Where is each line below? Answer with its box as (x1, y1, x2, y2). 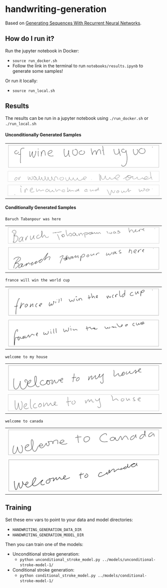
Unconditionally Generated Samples (5, 132, 82, 138)
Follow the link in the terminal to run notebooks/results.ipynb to (12, 62, 143, 68)
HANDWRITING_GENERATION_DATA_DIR (12, 527, 82, 532)
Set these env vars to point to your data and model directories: (5, 517, 133, 523)
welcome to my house (5, 354, 48, 360)
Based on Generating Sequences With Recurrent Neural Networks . (5, 20, 142, 26)
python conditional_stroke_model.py (19, 573, 96, 578)
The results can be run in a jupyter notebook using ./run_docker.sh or (5, 115, 149, 121)
